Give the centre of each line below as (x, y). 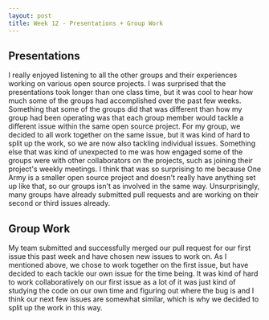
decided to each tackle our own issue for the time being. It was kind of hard (133, 273)
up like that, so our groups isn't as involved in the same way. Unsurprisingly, (134, 187)
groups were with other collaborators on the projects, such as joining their (130, 161)
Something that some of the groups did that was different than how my (125, 109)
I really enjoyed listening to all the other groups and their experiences (123, 75)
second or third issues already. (59, 203)
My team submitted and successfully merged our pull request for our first (130, 248)
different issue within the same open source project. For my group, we (124, 126)
